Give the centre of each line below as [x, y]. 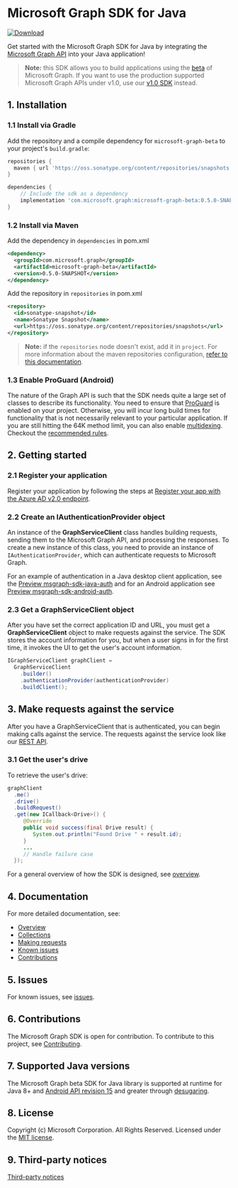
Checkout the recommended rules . [58, 433]
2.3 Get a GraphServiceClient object [71, 610]
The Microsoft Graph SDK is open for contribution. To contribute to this [111, 1036]
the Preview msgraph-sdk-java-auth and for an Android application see [111, 584]
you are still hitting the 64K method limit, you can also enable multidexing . [115, 426]
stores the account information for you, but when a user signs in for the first [118, 640]
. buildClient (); [44, 687]
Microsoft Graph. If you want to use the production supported [114, 75]
